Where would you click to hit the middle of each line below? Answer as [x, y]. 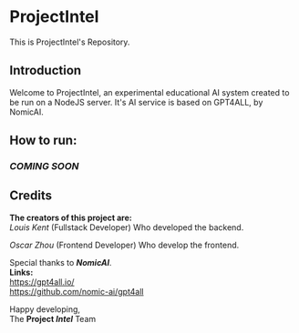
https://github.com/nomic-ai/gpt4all [77, 291]
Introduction [46, 71]
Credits [31, 196]
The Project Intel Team [53, 318]
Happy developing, [45, 309]
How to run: [43, 141]
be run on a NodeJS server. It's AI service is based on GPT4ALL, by [136, 102]
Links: [21, 272]
